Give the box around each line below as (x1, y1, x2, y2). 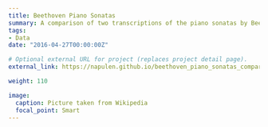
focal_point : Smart (15, 106, 81, 114)
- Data (8, 33, 30, 42)
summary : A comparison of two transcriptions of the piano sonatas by (8, 19, 248, 27)
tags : (8, 26, 26, 34)
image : (8, 91, 30, 99)
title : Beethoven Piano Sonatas (8, 11, 116, 20)
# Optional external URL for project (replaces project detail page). (8, 56, 248, 63)
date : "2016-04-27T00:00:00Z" (8, 41, 109, 49)
